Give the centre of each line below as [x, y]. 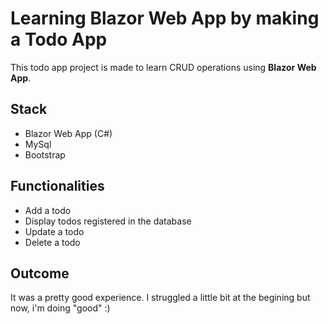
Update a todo [54, 231]
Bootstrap [45, 154]
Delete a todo [52, 242]
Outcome [40, 273]
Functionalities [57, 186]
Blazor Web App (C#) [68, 133]
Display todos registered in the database [108, 221]
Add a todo [48, 210]
